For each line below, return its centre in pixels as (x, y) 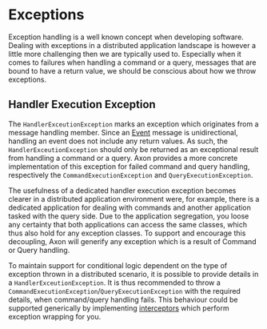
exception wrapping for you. (55, 316)
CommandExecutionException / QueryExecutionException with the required (125, 291)
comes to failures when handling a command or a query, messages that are (132, 62)
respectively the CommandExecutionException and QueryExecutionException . (131, 175)
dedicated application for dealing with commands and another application (130, 207)
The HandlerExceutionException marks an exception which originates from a (133, 124)
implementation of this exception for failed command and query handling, (129, 167)
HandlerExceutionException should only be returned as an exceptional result (133, 149)
